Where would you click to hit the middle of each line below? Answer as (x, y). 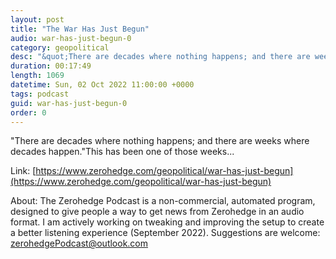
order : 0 (28, 112)
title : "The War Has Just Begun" (80, 29)
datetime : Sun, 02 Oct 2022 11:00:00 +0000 (102, 85)
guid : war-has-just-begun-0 (69, 103)
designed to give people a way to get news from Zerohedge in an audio (157, 212)
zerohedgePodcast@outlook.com (79, 243)
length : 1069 (37, 76)
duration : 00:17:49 (51, 66)
